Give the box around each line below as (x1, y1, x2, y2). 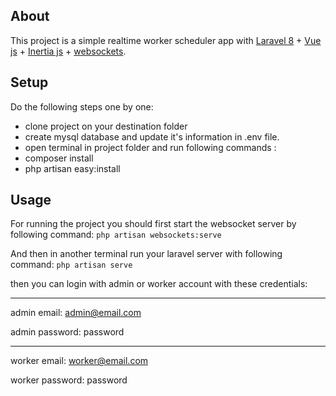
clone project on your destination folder (24, 120, 188, 132)
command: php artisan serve (10, 259, 133, 271)
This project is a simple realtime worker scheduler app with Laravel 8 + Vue (10, 34, 322, 46)
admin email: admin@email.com (10, 307, 142, 319)
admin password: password (10, 326, 125, 338)
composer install (24, 152, 94, 164)
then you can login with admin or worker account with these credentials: (10, 278, 308, 290)
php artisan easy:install (24, 162, 121, 174)
